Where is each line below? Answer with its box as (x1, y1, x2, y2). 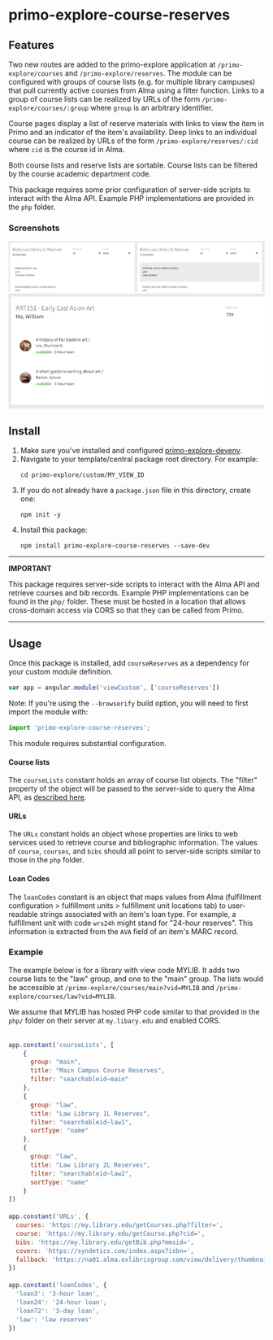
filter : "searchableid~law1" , (29, 1118, 132, 1126)
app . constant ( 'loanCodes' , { (8, 1281, 107, 1290)
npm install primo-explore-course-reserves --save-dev (19, 542, 210, 550)
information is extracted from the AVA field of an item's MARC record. (8, 926, 239, 936)
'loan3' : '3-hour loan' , (15, 1290, 100, 1299)
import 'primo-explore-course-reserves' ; (8, 724, 151, 732)
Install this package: (19, 525, 88, 535)
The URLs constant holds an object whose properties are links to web (8, 829, 238, 839)
